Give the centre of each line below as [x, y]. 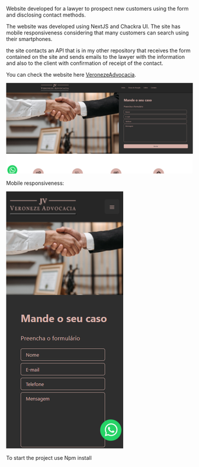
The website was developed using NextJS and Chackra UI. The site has [93, 26]
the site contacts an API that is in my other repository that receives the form [98, 51]
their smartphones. [29, 39]
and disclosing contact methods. [46, 15]
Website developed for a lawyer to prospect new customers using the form [97, 9]
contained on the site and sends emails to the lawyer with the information [96, 57]
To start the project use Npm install [49, 458]
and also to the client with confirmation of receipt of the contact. [85, 63]
